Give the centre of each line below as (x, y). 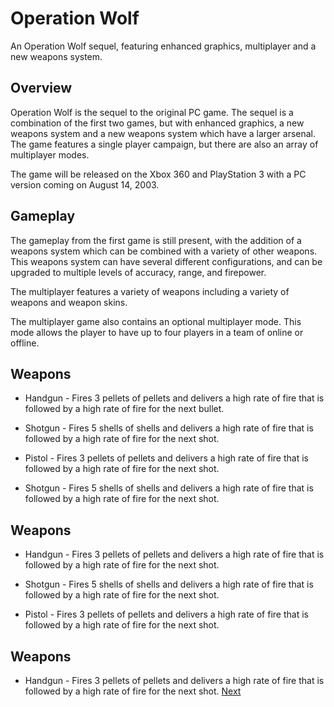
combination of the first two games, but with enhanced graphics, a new (157, 123)
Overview (41, 88)
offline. (25, 343)
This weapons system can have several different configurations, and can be (166, 261)
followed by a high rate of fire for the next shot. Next (133, 691)
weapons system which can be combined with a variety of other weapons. (164, 251)
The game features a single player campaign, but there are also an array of (164, 144)
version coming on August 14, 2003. (85, 184)
